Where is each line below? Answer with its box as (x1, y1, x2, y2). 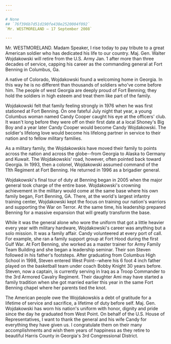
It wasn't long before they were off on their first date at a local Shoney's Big (5, 119, 164, 125)
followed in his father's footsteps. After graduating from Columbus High (5, 252, 156, 259)
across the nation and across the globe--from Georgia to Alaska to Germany (5, 150, 166, 157)
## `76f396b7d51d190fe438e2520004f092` (5, 21, 90, 27)
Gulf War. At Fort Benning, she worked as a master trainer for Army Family (5, 241, 161, 247)
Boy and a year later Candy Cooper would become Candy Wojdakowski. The (5, 124, 166, 131)
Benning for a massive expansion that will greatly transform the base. (5, 209, 151, 216)
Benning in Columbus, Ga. (5, 67, 60, 73)
